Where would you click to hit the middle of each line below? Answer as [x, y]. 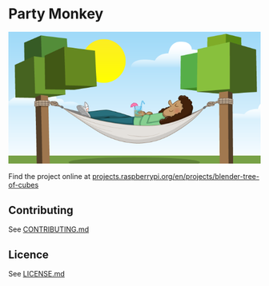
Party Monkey [56, 14]
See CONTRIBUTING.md [49, 229]
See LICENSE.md [37, 274]
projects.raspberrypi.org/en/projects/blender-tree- [176, 177]
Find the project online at [49, 177]
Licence [29, 254]
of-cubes [24, 185]
